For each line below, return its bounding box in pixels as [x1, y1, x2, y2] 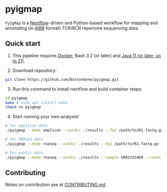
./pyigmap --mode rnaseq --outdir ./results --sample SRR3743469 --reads [5, 155, 162, 160]
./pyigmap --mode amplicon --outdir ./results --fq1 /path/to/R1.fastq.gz [5, 128, 164, 133]
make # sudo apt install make [5, 100, 68, 105]
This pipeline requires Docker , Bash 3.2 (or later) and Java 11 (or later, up [12, 52, 162, 58]
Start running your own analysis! [12, 114, 79, 120]
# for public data [5, 150, 43, 155]
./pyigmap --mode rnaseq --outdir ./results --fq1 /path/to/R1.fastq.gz [5, 141, 159, 146]
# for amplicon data [5, 123, 48, 128]
